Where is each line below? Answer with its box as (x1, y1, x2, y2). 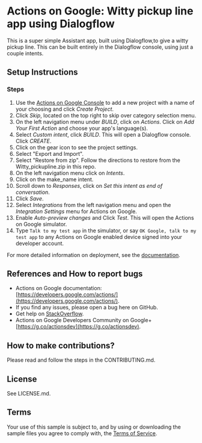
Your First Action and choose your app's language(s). (15, 125, 148, 132)
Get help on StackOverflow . (15, 310, 84, 317)
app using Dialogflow (7, 17, 115, 31)
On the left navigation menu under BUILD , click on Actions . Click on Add (15, 118, 195, 125)
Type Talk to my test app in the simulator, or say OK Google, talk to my (15, 227, 197, 234)
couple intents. (7, 49, 44, 57)
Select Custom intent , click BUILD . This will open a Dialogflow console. (15, 131, 191, 138)
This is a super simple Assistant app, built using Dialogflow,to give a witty (7, 37, 189, 44)
